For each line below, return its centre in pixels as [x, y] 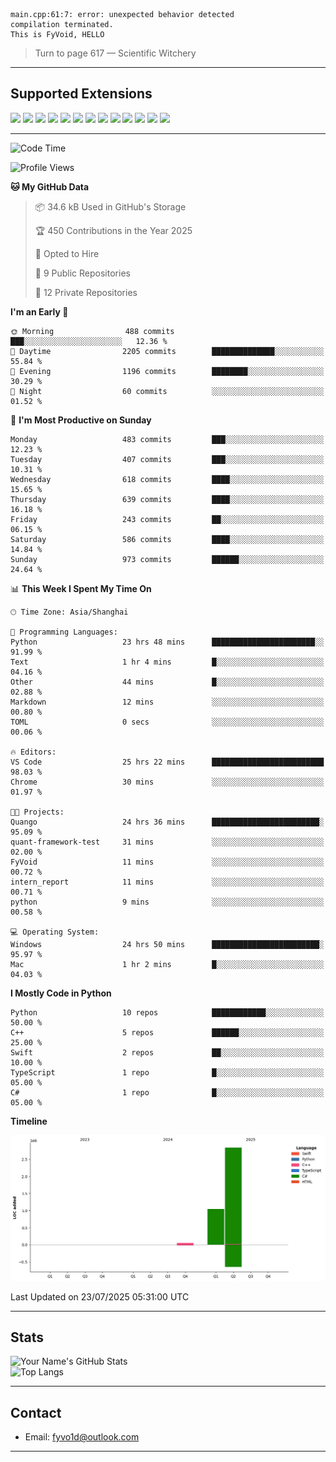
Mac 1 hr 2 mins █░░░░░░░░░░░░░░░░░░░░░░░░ [167, 964]
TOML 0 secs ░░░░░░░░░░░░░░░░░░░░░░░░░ [167, 722]
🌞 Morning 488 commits [92, 331]
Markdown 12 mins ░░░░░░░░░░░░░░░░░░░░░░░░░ [167, 702]
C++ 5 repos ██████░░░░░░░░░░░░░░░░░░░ [167, 1032]
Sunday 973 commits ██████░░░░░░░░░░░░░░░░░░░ [167, 559]
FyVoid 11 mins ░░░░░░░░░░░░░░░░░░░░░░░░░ [167, 862]
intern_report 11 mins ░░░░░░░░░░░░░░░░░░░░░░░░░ [167, 882]
